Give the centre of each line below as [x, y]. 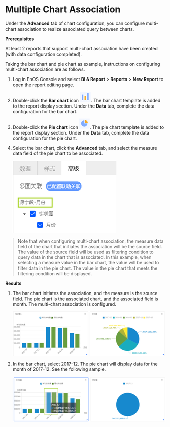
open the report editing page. [43, 85]
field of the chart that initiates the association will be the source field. [90, 246]
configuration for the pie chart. [45, 138]
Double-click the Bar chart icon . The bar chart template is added [87, 100]
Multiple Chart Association [63, 9]
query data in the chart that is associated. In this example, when [84, 257]
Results [13, 283]
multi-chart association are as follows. [45, 69]
